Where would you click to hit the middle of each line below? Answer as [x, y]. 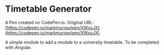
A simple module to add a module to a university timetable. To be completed [82, 42]
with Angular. [18, 47]
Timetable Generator [48, 9]
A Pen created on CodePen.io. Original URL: [50, 22]
